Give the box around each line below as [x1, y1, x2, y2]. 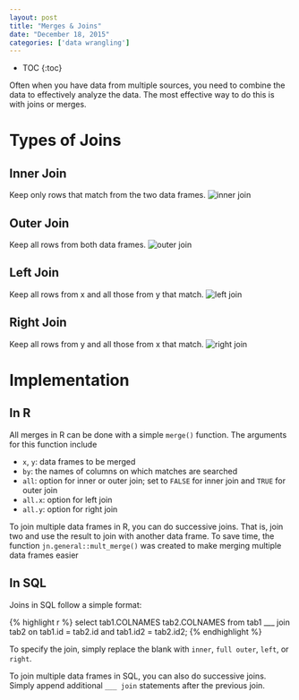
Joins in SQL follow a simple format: [9, 599, 142, 610]
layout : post [9, 13, 58, 22]
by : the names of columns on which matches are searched [21, 465, 238, 476]
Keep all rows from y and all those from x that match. [9, 338, 204, 349]
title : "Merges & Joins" [9, 21, 102, 30]
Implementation [9, 370, 130, 390]
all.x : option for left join [21, 494, 113, 505]
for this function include [9, 439, 98, 449]
